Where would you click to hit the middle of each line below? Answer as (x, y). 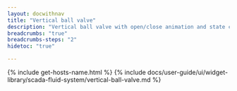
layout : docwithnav (36, 14)
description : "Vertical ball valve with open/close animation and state (116, 27)
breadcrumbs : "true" (38, 33)
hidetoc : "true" (31, 46)
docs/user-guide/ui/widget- (187, 72)
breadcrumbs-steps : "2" (42, 40)
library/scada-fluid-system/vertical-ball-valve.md (79, 80)
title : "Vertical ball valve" (52, 20)
